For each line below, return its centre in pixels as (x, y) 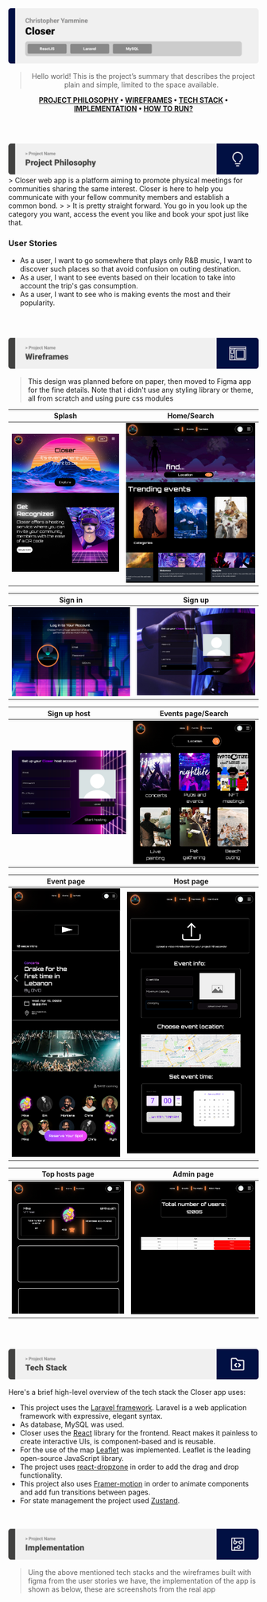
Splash (66, 416)
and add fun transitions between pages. (85, 1492)
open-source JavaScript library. (72, 1459)
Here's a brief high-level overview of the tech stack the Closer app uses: (127, 1392)
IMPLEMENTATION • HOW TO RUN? (133, 109)
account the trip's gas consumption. (79, 286)
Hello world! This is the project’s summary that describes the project (143, 76)
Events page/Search (194, 713)
